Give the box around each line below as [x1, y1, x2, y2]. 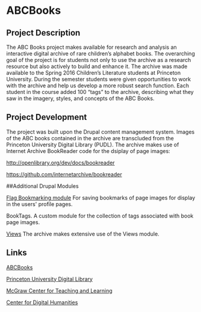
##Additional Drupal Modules [6, 182, 79, 190]
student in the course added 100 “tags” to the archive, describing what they [6, 89, 194, 95]
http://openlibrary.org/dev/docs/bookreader [6, 159, 116, 166]
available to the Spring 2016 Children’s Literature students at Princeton [6, 69, 181, 76]
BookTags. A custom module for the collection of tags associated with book [6, 212, 194, 219]
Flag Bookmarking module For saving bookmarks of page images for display [6, 194, 196, 201]
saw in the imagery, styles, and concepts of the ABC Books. [6, 95, 155, 102]
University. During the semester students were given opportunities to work [6, 76, 191, 83]
